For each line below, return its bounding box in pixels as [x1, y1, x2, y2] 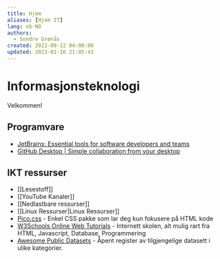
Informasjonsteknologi [7, 79, 140, 94]
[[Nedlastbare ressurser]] [17, 200, 90, 208]
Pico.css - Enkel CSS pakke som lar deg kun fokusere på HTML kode [17, 215, 214, 223]
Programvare [7, 122, 65, 133]
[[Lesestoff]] [17, 185, 53, 193]
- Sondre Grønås [13, 36, 60, 43]
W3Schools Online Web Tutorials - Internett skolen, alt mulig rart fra [17, 222, 210, 230]
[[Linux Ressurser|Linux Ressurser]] [17, 207, 120, 215]
